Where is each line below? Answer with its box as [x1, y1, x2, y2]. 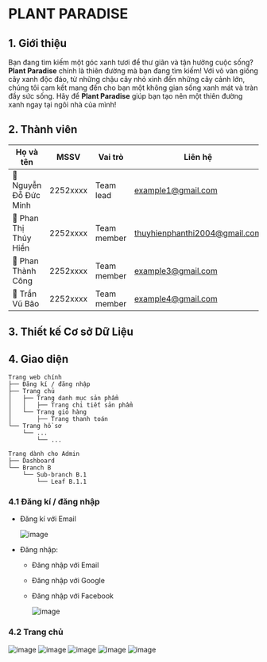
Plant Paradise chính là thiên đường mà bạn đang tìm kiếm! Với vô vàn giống [8, 66, 258, 76]
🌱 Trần [12, 288, 37, 299]
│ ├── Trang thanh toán [8, 415, 109, 423]
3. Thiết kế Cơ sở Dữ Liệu [8, 325, 133, 339]
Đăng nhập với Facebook [31, 591, 114, 601]
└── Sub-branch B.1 [22, 471, 87, 479]
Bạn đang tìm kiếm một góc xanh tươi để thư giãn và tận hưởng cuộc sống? [8, 57, 254, 67]
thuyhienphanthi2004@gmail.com [133, 228, 262, 239]
